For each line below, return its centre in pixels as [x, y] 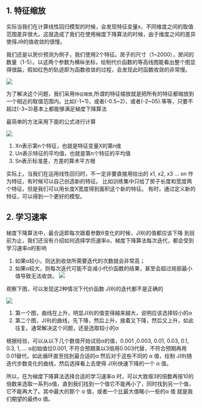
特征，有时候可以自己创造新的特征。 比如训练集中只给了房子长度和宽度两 [102, 181]
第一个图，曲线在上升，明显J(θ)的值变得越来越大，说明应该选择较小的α [103, 313]
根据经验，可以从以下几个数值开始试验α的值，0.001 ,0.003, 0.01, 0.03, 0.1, [98, 340]
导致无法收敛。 [39, 276]
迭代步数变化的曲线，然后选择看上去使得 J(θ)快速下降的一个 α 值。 [89, 363]
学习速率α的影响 [26, 248]
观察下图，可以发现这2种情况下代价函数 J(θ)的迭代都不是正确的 [85, 288]
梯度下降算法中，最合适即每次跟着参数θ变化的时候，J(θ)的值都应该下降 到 [98, 233]
